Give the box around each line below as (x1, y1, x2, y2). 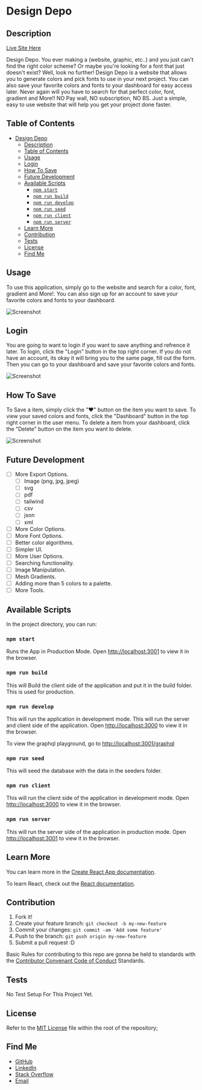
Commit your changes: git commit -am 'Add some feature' (14, 926, 163, 934)
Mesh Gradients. (14, 573, 57, 580)
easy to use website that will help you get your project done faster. (6, 101, 172, 108)
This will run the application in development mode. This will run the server (6, 715, 190, 723)
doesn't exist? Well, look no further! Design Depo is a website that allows (6, 69, 187, 76)
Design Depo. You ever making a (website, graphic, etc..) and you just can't (6, 56, 194, 63)
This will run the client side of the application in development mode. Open (6, 795, 189, 802)
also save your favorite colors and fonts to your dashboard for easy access (6, 82, 193, 89)
